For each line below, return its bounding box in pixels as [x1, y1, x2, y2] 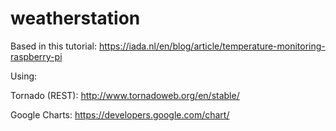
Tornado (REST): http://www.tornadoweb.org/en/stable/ [10, 89, 240, 101]
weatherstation [10, 7, 141, 30]
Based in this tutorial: [10, 40, 98, 52]
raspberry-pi [10, 50, 63, 62]
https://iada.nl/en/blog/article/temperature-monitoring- [98, 40, 326, 52]
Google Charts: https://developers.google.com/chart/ [10, 108, 230, 121]
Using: [10, 70, 38, 82]
